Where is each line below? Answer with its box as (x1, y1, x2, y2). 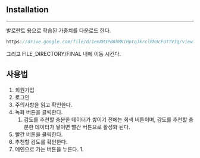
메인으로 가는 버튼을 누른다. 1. (14, 146, 84, 153)
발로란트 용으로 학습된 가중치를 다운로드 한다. (6, 27, 111, 34)
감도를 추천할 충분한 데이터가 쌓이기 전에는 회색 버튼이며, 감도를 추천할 (23, 116, 187, 123)
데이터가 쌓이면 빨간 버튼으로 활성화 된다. (35, 123, 130, 130)
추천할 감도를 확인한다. (14, 138, 68, 145)
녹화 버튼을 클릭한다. (14, 108, 63, 115)
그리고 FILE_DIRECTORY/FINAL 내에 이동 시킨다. (6, 50, 121, 57)
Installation (6, 5, 49, 15)
